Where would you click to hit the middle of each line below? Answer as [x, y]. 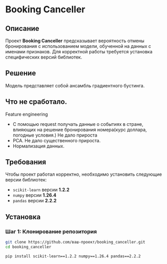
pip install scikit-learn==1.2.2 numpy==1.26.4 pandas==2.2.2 [73, 256]
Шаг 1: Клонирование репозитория [51, 231]
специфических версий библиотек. [44, 57]
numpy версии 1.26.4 [35, 195]
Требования [26, 162]
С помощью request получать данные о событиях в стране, [78, 124]
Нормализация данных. [39, 146]
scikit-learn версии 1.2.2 [41, 190]
